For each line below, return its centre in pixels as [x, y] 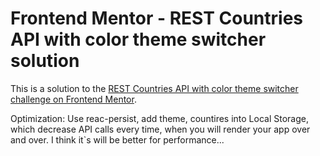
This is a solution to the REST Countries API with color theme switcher [154, 88]
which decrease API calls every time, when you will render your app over [160, 129]
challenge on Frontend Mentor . [73, 99]
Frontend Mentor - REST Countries [157, 18]
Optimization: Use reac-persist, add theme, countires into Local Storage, [159, 118]
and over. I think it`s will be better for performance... [117, 139]
